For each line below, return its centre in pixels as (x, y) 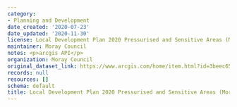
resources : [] (28, 79)
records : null (28, 73)
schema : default (31, 86)
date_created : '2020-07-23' (49, 27)
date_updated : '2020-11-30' (49, 33)
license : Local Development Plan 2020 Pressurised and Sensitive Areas (115, 40)
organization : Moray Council (50, 60)
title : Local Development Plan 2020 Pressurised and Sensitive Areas (112, 92)
